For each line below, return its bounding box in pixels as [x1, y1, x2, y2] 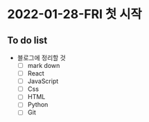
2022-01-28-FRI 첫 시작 [7, 6, 142, 22]
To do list [7, 34, 48, 46]
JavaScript [27, 77, 59, 85]
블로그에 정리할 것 [17, 53, 66, 62]
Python [27, 101, 49, 109]
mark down [27, 62, 60, 69]
